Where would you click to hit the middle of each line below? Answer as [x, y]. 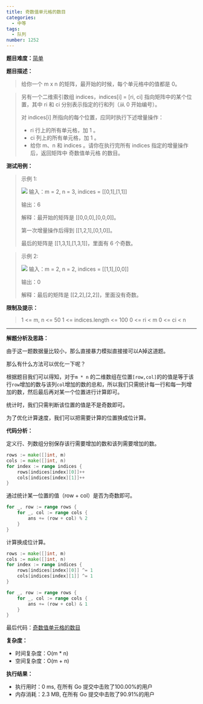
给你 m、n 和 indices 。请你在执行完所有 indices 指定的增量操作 [109, 145]
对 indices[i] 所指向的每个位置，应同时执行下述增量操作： [92, 117]
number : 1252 [23, 40]
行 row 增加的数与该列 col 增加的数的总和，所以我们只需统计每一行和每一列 [96, 384]
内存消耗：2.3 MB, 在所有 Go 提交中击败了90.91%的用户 [85, 694]
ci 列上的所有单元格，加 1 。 [65, 138]
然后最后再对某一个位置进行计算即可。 [75, 392]
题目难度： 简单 [25, 58]
